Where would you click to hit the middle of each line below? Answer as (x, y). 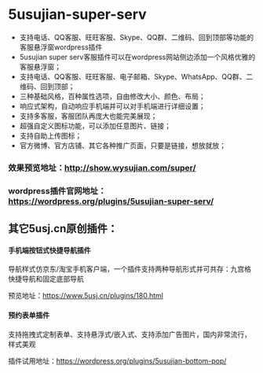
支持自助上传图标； (51, 135)
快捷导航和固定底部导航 (46, 279)
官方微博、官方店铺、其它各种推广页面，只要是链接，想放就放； (122, 145)
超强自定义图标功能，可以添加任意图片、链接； (95, 126)
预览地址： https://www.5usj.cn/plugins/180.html (86, 296)
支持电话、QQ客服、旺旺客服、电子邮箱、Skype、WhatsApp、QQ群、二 (136, 76)
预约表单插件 (29, 315)
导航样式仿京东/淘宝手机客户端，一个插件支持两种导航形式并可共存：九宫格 (130, 269)
